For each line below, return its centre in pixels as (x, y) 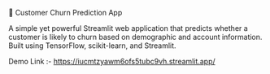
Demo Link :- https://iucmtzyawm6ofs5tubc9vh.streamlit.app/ (112, 61)
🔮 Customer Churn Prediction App (65, 13)
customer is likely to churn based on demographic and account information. (135, 37)
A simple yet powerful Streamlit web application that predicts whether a (128, 28)
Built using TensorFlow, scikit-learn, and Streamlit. (92, 46)
